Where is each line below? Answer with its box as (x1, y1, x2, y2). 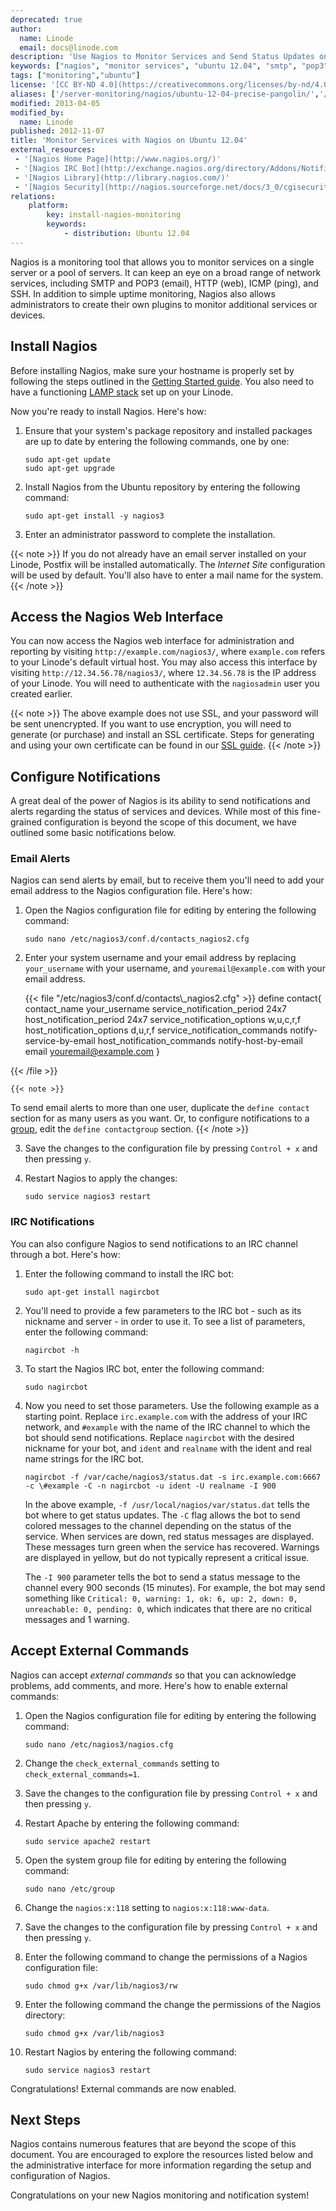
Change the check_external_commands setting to (24, 1757, 220, 1769)
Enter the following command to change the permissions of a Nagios (24, 1951, 308, 1963)
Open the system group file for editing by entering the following (24, 1854, 287, 1866)
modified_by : (10, 107, 65, 118)
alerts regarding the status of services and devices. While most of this (10, 806, 300, 818)
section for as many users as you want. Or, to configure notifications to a (10, 1112, 310, 1125)
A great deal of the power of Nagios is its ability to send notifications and (10, 795, 311, 807)
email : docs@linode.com (19, 42, 118, 53)
